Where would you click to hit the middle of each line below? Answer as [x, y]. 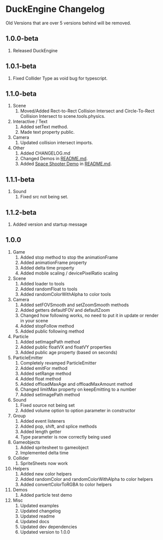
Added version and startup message [50, 224]
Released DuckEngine [35, 50]
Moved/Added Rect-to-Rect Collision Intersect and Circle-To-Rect [87, 111]
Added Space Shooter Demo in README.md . [66, 164]
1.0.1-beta [21, 66]
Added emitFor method [44, 368]
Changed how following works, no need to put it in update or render [89, 315]
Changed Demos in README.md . [54, 159]
